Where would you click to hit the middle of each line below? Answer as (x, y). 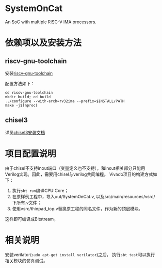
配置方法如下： (20, 83)
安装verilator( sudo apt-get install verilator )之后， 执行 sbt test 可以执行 (80, 254)
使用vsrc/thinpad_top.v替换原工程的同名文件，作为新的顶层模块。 (77, 208)
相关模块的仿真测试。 (26, 261)
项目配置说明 (31, 154)
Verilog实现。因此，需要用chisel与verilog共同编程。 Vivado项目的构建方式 (79, 174)
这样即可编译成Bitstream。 (32, 219)
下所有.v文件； (27, 202)
